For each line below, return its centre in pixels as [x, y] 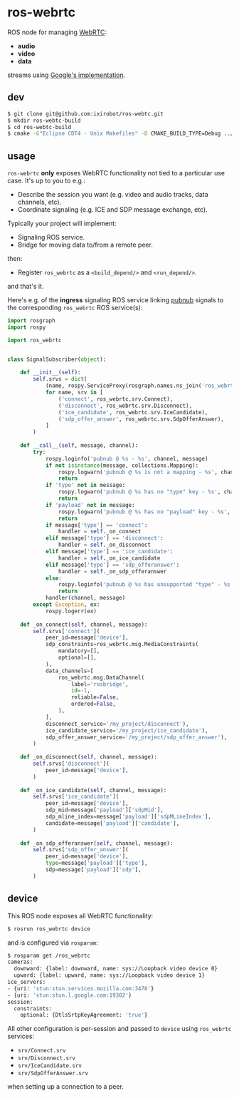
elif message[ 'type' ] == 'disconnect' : [104, 538]
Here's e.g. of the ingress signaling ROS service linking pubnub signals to [116, 300]
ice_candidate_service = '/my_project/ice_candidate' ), [127, 730]
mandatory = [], [79, 651]
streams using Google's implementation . [67, 75]
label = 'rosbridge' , [100, 684]
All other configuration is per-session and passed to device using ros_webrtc [119, 1029]
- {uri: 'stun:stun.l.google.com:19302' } [70, 995]
